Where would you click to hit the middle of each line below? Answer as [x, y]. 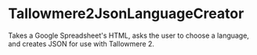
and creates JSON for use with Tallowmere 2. [81, 43]
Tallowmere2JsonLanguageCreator [126, 14]
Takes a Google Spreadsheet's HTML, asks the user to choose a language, [128, 35]
